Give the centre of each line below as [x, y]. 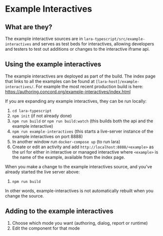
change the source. [25, 196]
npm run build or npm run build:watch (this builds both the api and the [82, 121]
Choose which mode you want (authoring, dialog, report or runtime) [80, 223]
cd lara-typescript [32, 111]
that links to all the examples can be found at [50, 81]
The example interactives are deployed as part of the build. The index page [80, 76]
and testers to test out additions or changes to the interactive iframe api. [77, 49]
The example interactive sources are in [44, 39]
